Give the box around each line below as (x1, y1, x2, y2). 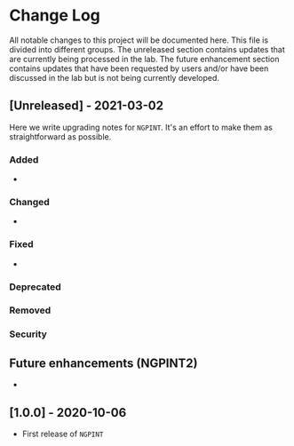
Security (9, 328, 47, 340)
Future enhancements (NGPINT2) (9, 355, 198, 370)
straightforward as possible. (9, 131, 112, 142)
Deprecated (9, 281, 62, 293)
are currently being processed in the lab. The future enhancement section (9, 53, 280, 64)
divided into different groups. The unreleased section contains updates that (9, 44, 286, 54)
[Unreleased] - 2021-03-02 (9, 99, 164, 114)
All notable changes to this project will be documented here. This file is (9, 35, 269, 45)
